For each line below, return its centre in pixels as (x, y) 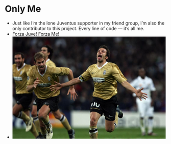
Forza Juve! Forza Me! (36, 34)
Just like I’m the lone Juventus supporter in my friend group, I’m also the (88, 23)
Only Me (23, 9)
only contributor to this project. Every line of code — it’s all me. (78, 28)
